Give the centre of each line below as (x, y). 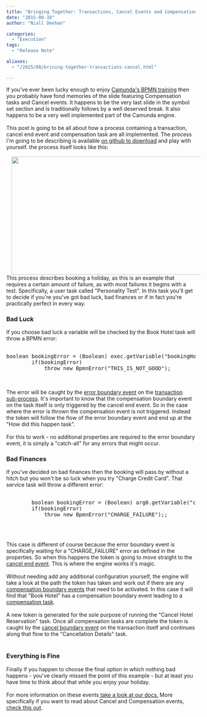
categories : (21, 34)
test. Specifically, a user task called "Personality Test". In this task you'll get (100, 291)
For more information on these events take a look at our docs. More (89, 695)
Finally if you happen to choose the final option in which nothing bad (91, 669)
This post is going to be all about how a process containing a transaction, (97, 128)
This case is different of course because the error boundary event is (91, 544)
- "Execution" (29, 40)
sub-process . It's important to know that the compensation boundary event (99, 398)
